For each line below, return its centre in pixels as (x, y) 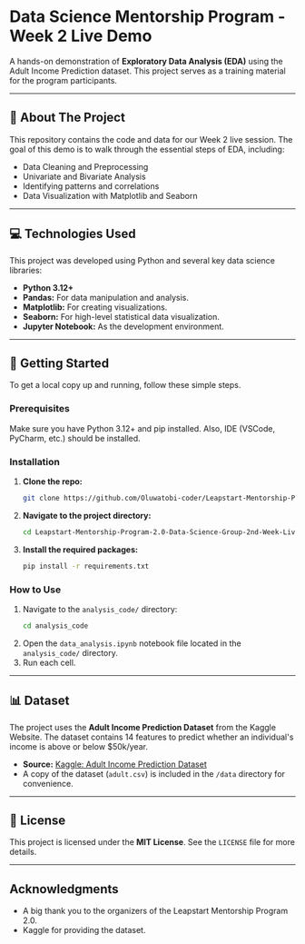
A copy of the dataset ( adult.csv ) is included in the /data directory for (154, 773)
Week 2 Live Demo (81, 36)
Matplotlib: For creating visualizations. (95, 307)
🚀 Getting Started (59, 363)
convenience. (48, 783)
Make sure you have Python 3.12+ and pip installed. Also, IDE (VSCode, (143, 428)
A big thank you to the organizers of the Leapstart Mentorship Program (155, 911)
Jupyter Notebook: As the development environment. (123, 326)
